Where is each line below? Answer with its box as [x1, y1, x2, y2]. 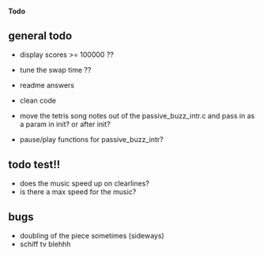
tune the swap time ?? [19, 66, 92, 75]
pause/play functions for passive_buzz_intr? [19, 135, 163, 144]
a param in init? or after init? [19, 119, 111, 129]
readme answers [19, 81, 75, 90]
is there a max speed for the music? [19, 187, 137, 197]
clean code [19, 96, 57, 106]
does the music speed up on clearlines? [19, 178, 150, 189]
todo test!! [8, 158, 61, 171]
